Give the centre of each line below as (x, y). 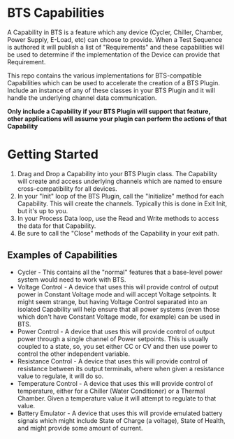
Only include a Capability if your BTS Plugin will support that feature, (109, 111)
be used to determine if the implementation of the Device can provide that (114, 55)
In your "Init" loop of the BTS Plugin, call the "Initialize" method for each (120, 196)
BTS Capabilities (56, 13)
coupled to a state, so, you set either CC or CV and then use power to (117, 346)
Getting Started (53, 154)
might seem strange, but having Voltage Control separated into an (112, 301)
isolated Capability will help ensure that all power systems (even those (118, 309)
